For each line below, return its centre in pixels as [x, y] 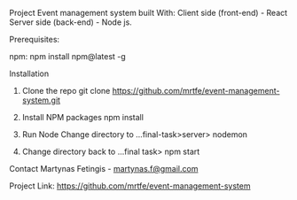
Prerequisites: [35, 39]
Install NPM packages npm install [83, 117]
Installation [29, 73]
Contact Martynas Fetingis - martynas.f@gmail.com [104, 169]
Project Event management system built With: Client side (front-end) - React [148, 13]
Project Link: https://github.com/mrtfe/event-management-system [130, 186]
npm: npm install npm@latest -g [67, 56]
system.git [41, 100]
